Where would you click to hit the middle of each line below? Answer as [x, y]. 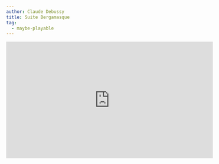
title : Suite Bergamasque [38, 17]
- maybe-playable [33, 28]
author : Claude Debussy [35, 12]
